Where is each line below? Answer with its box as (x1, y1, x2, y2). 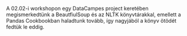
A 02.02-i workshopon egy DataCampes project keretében (6, 5, 149, 12)
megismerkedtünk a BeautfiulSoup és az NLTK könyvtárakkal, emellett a (6, 11, 181, 18)
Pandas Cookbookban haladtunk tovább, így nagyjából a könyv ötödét (6, 17, 177, 24)
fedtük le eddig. (6, 23, 44, 30)
